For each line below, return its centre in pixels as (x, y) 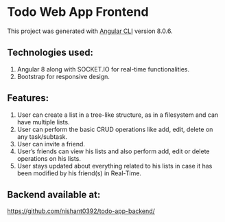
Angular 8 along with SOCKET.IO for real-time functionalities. (103, 69)
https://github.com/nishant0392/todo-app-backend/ (81, 211)
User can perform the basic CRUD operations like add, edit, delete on (115, 129)
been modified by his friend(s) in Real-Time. (79, 173)
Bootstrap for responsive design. (63, 76)
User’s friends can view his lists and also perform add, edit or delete (113, 151)
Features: (28, 98)
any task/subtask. (42, 136)
